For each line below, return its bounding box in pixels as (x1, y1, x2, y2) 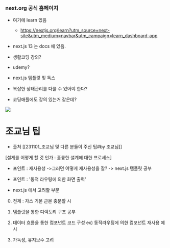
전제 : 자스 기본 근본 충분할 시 (12, 198, 71, 204)
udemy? (12, 64, 30, 70)
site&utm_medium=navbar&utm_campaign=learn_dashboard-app (20, 33, 158, 39)
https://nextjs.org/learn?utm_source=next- (20, 27, 110, 34)
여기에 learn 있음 (12, 17, 47, 23)
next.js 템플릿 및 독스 (12, 75, 56, 81)
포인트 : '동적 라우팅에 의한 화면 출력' (12, 176, 87, 182)
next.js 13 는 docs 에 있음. (12, 43, 66, 49)
